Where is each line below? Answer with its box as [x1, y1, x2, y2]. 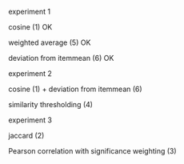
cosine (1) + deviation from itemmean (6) [8, 84, 142, 94]
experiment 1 [8, 7, 50, 16]
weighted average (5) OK [8, 38, 91, 47]
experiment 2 [8, 69, 52, 78]
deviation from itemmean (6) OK [8, 54, 114, 62]
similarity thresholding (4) [8, 100, 94, 109]
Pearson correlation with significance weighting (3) [8, 146, 178, 155]
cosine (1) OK [8, 22, 53, 31]
